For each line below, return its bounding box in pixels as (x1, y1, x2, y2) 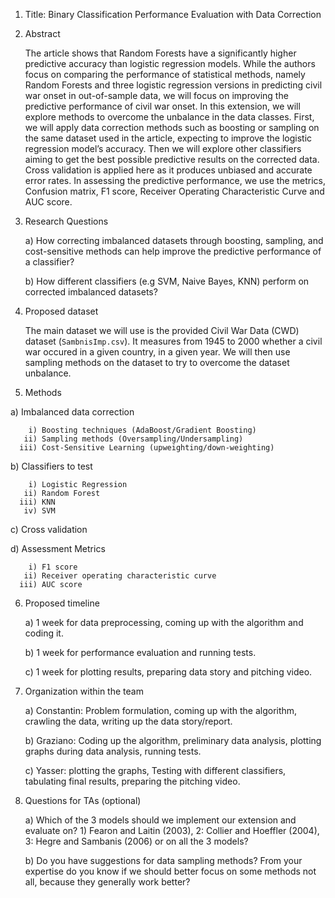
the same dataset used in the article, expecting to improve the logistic (24, 132, 313, 144)
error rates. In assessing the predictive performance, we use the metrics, (24, 175, 326, 186)
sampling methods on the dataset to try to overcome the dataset (24, 357, 290, 368)
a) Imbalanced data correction (10, 406, 135, 418)
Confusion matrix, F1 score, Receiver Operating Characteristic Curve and (24, 185, 325, 197)
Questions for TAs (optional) (24, 795, 142, 806)
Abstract (24, 28, 61, 39)
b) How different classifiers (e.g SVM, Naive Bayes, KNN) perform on (24, 275, 310, 287)
